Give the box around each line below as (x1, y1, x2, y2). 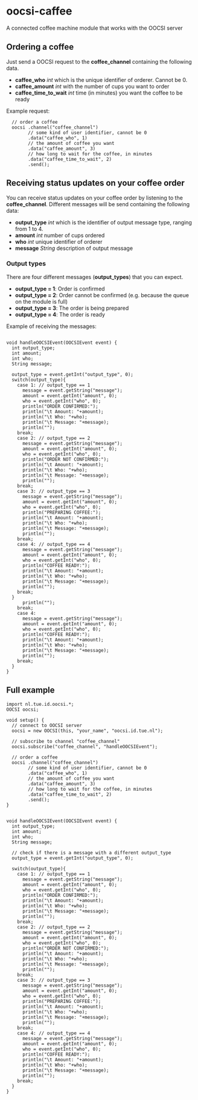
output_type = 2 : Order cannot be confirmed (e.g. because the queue (14, 291, 189, 298)
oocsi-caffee (6, 4, 72, 18)
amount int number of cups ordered (14, 232, 105, 239)
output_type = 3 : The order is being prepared (14, 304, 129, 312)
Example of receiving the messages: (6, 323, 97, 330)
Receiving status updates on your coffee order (6, 178, 185, 189)
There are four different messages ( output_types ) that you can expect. (6, 273, 184, 280)
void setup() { (6, 717, 45, 723)
